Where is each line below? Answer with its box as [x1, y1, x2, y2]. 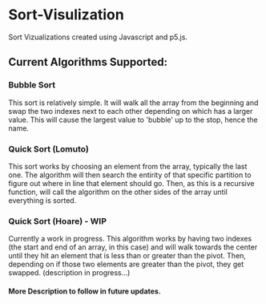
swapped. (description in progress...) [8, 268, 131, 278]
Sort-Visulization [8, 6, 124, 24]
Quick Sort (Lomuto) [8, 143, 90, 154]
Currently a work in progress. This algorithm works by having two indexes [8, 234, 252, 244]
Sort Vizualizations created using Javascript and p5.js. [8, 32, 188, 42]
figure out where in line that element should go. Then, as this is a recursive [8, 178, 255, 188]
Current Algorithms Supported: [8, 55, 168, 69]
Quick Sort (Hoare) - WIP [8, 215, 107, 226]
